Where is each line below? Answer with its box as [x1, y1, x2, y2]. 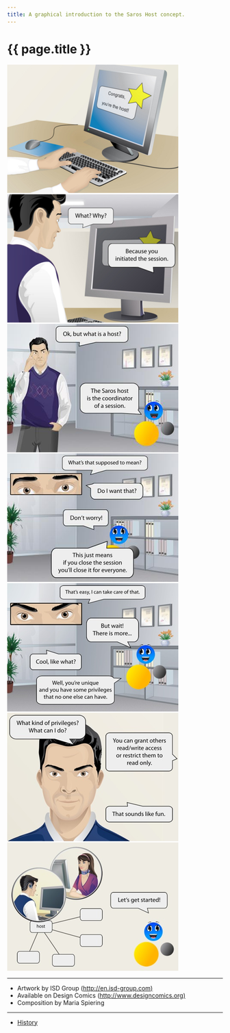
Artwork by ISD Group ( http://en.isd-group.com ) [16, 984, 153, 992]
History [16, 1018, 38, 1026]
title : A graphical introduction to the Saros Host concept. [7, 11, 186, 18]
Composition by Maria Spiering [16, 998, 105, 1006]
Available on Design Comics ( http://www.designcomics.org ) [16, 991, 186, 999]
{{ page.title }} [7, 41, 92, 57]
